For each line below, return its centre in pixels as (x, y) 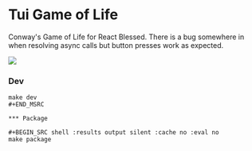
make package (30, 140)
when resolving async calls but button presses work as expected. (116, 45)
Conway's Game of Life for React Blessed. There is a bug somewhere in (126, 37)
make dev (23, 97)
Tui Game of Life (63, 15)
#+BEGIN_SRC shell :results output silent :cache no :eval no (114, 133)
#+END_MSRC (26, 105)
